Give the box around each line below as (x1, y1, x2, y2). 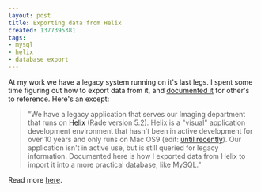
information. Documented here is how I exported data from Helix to (27, 151, 246, 160)
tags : (8, 33, 26, 42)
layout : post (8, 11, 51, 20)
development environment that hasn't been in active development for (27, 126, 253, 135)
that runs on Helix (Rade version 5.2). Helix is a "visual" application (27, 118, 246, 127)
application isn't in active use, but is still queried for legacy (27, 143, 219, 152)
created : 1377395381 (8, 26, 77, 34)
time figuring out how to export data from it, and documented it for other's (8, 85, 250, 95)
